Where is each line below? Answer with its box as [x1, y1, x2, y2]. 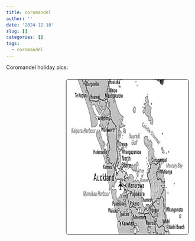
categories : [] [6, 34, 44, 41]
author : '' [6, 15, 33, 22]
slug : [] [6, 28, 28, 34]
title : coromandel [6, 9, 51, 15]
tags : [6, 41, 19, 47]
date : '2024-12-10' [6, 22, 54, 28]
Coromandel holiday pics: [6, 64, 69, 71]
